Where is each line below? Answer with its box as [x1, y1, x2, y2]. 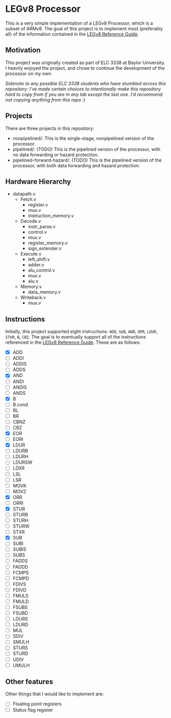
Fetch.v [20, 196, 37, 203]
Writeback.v [20, 295, 46, 301]
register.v [28, 202, 48, 208]
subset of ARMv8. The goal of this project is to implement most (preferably [5, 25, 163, 31]
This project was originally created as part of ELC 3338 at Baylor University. [5, 60, 165, 66]
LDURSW [12, 459, 33, 465]
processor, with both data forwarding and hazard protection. [12, 162, 140, 168]
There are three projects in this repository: [5, 125, 95, 131]
